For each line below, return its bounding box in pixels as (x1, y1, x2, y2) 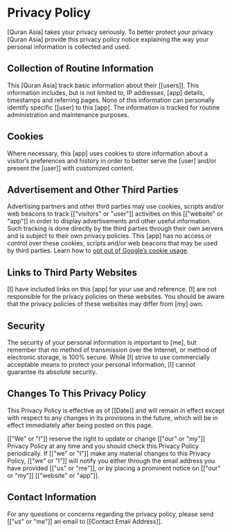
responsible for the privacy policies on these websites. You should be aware (7, 293, 225, 301)
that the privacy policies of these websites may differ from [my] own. (7, 300, 204, 308)
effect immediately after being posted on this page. (7, 421, 154, 429)
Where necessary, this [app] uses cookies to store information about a (7, 149, 208, 157)
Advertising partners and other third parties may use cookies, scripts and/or (7, 203, 224, 211)
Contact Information (7, 491, 97, 504)
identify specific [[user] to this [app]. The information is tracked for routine (7, 103, 220, 112)
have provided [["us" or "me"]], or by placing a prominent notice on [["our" (7, 463, 221, 472)
